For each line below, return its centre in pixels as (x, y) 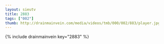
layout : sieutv (20, 9)
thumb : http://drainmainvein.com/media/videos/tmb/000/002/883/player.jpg (83, 23)
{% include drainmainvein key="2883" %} (47, 37)
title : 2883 (17, 14)
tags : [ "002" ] (20, 18)
